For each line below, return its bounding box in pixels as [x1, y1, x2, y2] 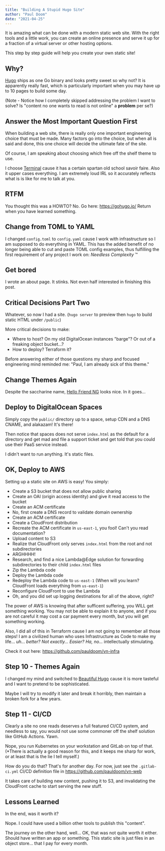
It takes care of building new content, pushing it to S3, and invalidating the [5, 778, 156, 784]
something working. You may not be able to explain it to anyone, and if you [5, 608, 157, 614]
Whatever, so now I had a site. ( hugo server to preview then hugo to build [5, 312, 152, 318]
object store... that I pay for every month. [5, 841, 88, 847]
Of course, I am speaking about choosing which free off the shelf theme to [5, 150, 157, 156]
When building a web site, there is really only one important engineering [5, 130, 151, 136]
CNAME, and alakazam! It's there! [5, 421, 73, 427]
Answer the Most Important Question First [5, 117, 138, 126]
